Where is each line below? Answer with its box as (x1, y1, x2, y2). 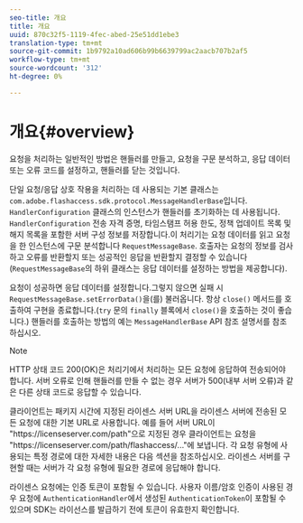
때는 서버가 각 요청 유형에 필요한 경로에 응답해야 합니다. (25, 462, 221, 472)
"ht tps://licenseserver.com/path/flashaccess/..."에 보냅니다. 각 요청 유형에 (9, 439, 279, 450)
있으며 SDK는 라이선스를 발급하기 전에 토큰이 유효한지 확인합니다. (9, 503, 240, 515)
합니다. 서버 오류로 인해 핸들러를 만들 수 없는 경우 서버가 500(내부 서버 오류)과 (9, 375, 284, 386)
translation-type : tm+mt (9, 38, 103, 48)
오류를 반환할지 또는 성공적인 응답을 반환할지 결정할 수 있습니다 (25, 251, 248, 262)
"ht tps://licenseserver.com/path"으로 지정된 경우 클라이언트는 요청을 (9, 428, 257, 439)
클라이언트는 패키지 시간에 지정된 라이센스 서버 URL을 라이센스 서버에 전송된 (9, 406, 278, 416)
